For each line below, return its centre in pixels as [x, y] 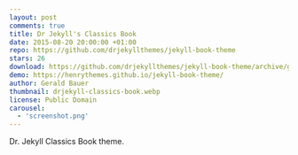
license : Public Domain [53, 100]
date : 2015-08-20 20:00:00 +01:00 [73, 42]
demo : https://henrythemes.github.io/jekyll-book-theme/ [117, 75]
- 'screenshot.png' [53, 116]
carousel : [27, 108]
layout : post [33, 17]
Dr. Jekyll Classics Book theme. [67, 142]
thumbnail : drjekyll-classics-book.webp [85, 91]
